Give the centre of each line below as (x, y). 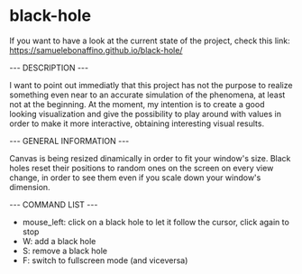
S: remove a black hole (65, 251)
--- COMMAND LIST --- (54, 205)
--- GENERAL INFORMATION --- (69, 141)
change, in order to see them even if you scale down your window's (135, 178)
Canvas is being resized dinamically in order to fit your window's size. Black (150, 158)
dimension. (30, 187)
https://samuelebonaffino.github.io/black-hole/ (96, 50)
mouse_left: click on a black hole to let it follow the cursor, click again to (156, 222)
